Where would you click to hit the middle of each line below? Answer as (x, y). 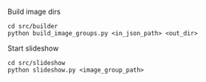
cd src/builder (33, 27)
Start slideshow (33, 48)
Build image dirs (34, 12)
